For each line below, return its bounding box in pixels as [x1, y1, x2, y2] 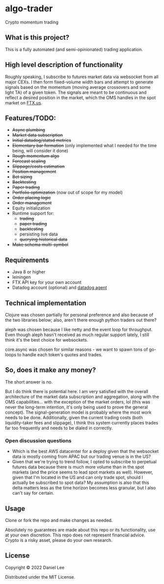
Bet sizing [12, 174, 33, 180]
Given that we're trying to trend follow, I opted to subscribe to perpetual [12, 459, 157, 465]
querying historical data [19, 237, 68, 242]
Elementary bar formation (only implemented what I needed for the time [12, 143, 157, 149]
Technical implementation [5, 299, 87, 307]
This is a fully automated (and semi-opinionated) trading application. [5, 46, 143, 52]
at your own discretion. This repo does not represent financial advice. [5, 532, 145, 538]
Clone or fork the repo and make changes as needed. [5, 517, 113, 523]
